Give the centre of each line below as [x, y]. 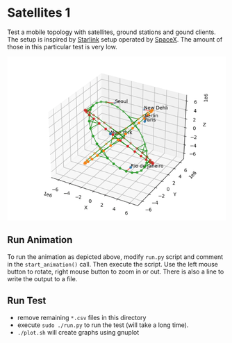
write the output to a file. [42, 278]
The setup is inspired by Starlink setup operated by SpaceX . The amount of [115, 39]
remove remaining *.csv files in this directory [82, 317]
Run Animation [40, 240]
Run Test [27, 301]
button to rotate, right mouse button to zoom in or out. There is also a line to [116, 271]
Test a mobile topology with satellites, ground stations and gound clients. [112, 32]
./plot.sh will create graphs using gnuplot [78, 332]
